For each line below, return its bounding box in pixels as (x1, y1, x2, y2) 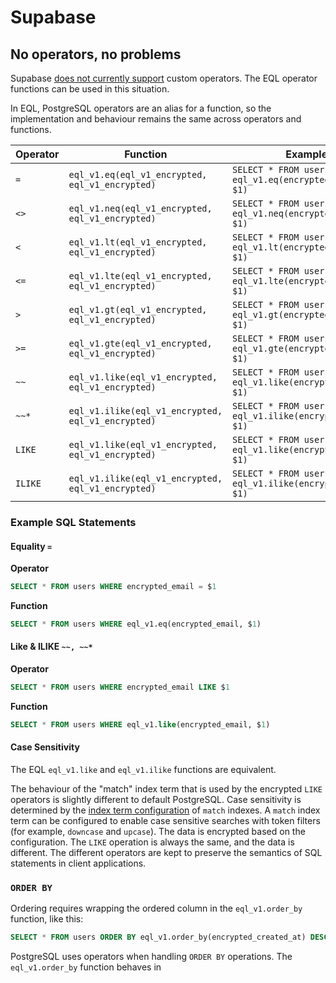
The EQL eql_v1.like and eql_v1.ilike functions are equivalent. (10, 764, 277, 776)
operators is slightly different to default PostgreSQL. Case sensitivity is (10, 794, 302, 806)
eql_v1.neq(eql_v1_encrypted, (68, 203, 213, 214)
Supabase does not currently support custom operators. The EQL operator (10, 72, 318, 84)
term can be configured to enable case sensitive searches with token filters (10, 815, 321, 827)
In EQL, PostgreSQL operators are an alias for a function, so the (10, 102, 272, 114)
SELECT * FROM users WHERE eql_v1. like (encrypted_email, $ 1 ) (10, 719, 271, 730)
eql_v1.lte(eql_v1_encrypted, (68, 271, 213, 281)
